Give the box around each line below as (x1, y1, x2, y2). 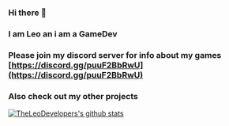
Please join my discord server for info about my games (8, 49, 222, 60)
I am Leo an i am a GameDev (8, 28, 118, 39)
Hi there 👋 (8, 7, 47, 18)
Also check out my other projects (8, 90, 138, 101)
